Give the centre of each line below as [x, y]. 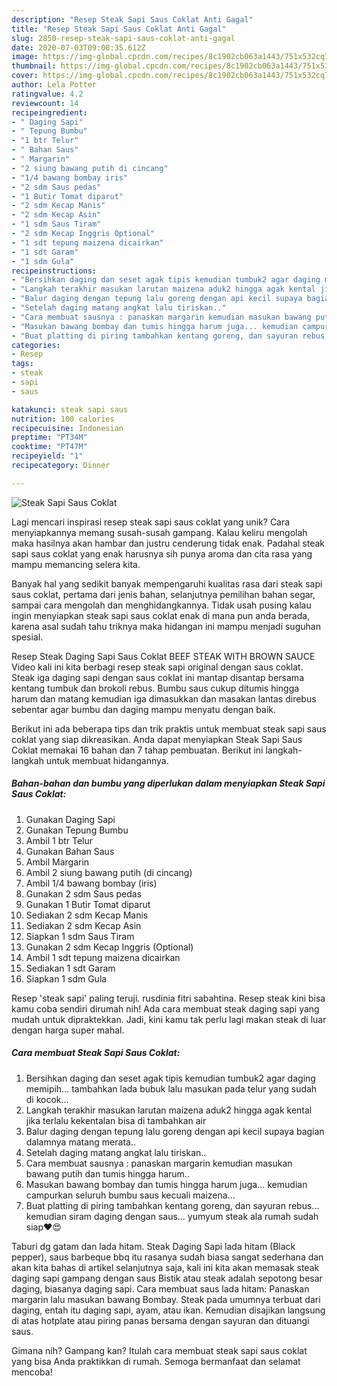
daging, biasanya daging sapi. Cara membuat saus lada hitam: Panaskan [160, 1288]
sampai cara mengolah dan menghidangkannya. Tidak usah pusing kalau [161, 605]
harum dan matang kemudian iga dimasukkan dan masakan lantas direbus [164, 698]
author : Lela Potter [54, 85]
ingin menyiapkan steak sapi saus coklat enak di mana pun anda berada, [161, 615]
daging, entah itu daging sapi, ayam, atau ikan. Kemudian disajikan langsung [168, 1310]
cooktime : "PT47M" [49, 447]
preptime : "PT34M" [49, 437]
